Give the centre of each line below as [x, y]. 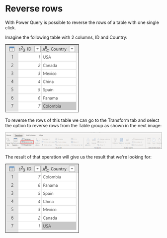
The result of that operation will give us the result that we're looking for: [79, 157]
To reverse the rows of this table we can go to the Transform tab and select [82, 120]
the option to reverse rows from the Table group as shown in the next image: [83, 125]
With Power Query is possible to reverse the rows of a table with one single [82, 22]
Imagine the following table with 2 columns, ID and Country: [66, 37]
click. [11, 27]
